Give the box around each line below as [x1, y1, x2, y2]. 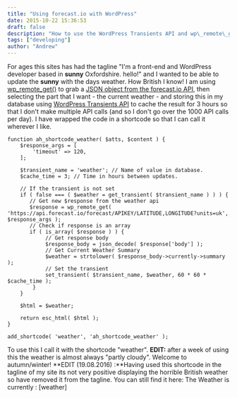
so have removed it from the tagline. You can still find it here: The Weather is [7, 375, 230, 384]
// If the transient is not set [20, 185, 115, 192]
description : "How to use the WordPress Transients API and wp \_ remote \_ [7, 30, 229, 37]
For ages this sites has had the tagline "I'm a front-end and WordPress [7, 63, 212, 70]
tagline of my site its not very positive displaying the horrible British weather [7, 368, 228, 376]
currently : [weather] [7, 383, 67, 391]
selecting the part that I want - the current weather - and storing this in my [7, 92, 224, 101]
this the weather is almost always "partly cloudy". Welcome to [7, 353, 187, 361]
